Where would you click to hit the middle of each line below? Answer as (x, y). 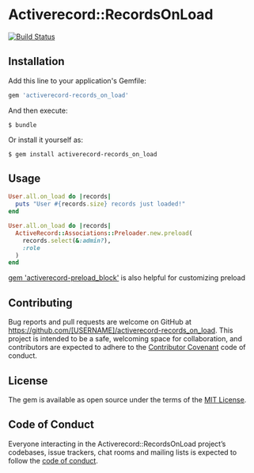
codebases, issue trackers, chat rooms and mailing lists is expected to (123, 452)
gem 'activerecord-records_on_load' (68, 95)
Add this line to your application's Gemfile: (77, 80)
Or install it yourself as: (45, 140)
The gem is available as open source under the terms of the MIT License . (127, 399)
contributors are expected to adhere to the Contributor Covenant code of (127, 348)
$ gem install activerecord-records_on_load (83, 154)
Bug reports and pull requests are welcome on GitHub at (100, 322)
